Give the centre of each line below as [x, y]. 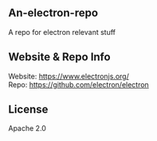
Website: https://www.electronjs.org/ [69, 76]
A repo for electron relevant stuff [62, 32]
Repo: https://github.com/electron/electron [78, 84]
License [28, 110]
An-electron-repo [53, 13]
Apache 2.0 [27, 128]
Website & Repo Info [59, 57]
